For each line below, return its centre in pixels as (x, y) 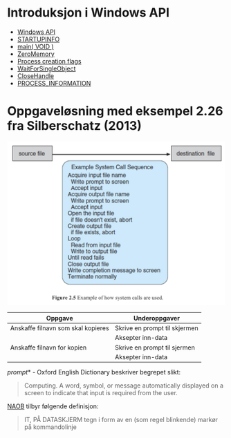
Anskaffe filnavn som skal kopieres (59, 328)
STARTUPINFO (38, 39)
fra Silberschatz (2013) (74, 126)
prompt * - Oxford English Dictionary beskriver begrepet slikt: (94, 372)
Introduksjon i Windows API (89, 13)
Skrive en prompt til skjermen (157, 328)
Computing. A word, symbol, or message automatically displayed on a (123, 385)
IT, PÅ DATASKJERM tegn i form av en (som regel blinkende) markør (121, 420)
